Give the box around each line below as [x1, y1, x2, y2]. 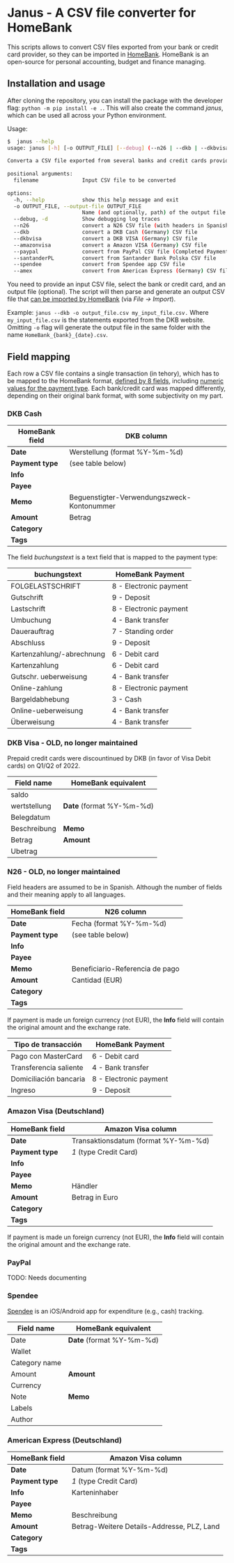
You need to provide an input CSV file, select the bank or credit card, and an [7, 280, 226, 288]
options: [7, 189, 33, 196]
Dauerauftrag [10, 627, 54, 637]
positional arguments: [7, 171, 73, 178]
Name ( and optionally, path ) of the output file [81, 209, 226, 217]
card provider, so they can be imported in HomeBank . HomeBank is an [7, 50, 209, 59]
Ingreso [10, 1085, 36, 1095]
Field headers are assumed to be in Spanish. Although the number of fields [7, 882, 223, 891]
